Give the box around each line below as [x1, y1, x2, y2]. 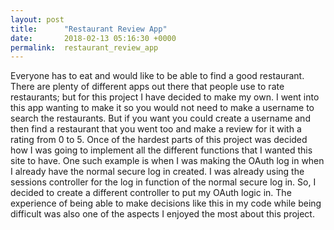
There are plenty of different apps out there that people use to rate [10, 81, 285, 93]
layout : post [10, 14, 65, 25]
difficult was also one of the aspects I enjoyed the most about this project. [10, 208, 315, 220]
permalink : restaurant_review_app [10, 42, 159, 53]
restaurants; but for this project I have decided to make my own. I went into [10, 91, 320, 103]
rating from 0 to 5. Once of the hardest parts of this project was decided [10, 134, 308, 146]
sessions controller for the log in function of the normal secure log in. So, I [10, 176, 317, 188]
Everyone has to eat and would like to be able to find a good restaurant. [10, 70, 305, 82]
